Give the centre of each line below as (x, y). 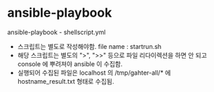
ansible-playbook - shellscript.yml (56, 32)
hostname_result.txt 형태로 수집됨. (66, 81)
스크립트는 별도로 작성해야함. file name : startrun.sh (89, 46)
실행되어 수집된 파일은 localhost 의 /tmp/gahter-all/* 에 (94, 72)
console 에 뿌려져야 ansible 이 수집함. (70, 63)
